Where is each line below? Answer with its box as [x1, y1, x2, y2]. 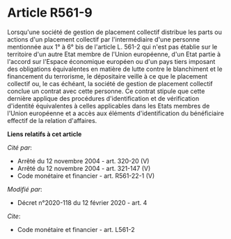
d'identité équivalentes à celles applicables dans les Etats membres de [7, 101, 210, 110]
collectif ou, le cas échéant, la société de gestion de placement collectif [7, 79, 214, 88]
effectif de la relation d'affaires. [7, 116, 97, 124]
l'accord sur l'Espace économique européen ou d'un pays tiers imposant [7, 57, 216, 65]
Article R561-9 [7, 5, 93, 21]
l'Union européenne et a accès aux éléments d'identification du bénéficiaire [7, 109, 225, 117]
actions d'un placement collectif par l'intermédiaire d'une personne [7, 35, 200, 43]
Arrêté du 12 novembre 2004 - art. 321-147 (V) [17, 164, 151, 172]
